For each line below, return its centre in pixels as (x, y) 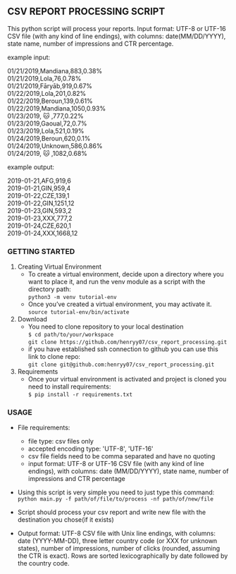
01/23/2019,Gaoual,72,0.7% (47, 123)
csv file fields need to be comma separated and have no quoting (122, 456)
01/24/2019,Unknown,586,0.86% (55, 146)
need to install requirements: (69, 386)
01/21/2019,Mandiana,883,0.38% (55, 71)
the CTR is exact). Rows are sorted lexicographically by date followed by (123, 556)
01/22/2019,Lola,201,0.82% (47, 93)
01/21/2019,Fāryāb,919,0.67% (50, 86)
